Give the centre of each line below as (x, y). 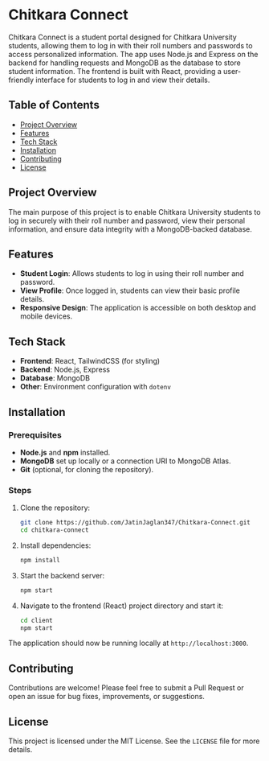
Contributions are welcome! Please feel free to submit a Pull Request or (126, 688)
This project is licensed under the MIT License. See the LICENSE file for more (134, 741)
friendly (21, 80)
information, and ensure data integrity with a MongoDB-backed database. (130, 229)
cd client (37, 620)
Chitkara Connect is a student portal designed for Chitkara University (122, 37)
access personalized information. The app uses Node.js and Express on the (133, 54)
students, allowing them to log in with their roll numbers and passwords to (130, 45)
